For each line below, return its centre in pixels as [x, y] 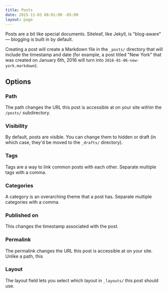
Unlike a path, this [24, 256]
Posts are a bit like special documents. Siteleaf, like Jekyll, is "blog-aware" [83, 34]
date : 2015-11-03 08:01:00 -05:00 [42, 15]
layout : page [19, 19]
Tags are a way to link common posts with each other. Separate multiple [81, 167]
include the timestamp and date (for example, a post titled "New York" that [83, 55]
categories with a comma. [33, 202]
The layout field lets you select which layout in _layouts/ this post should [82, 280]
